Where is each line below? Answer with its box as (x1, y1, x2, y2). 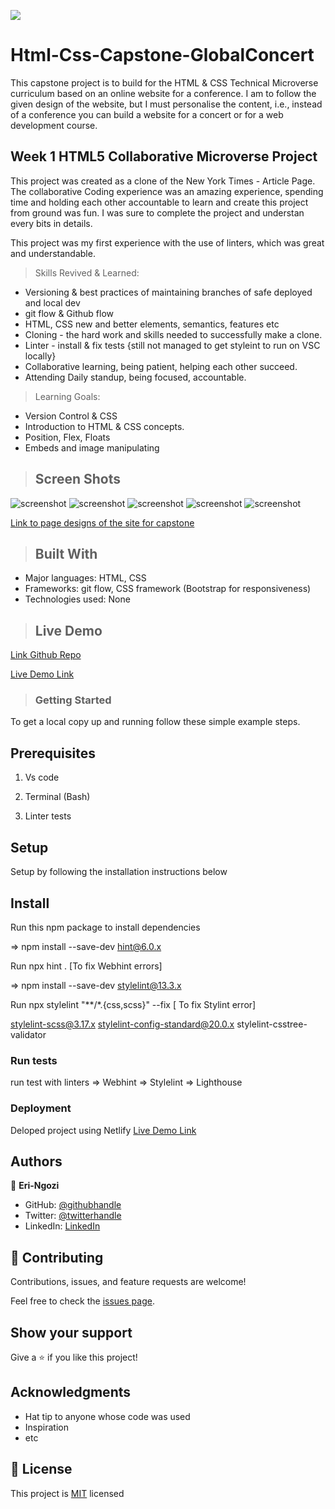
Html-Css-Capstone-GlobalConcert (10, 44, 315, 67)
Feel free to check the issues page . (10, 1295, 155, 1307)
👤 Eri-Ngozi (10, 1180, 60, 1192)
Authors (10, 1153, 63, 1170)
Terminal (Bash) (24, 791, 91, 803)
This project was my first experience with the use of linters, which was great (10, 236, 325, 249)
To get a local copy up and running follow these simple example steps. (10, 716, 301, 728)
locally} (24, 350, 57, 362)
